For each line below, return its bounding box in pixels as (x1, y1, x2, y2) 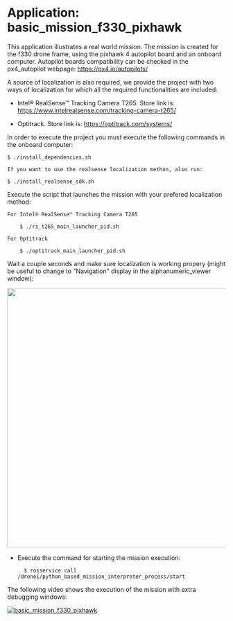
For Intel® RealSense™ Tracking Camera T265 (7, 211, 138, 218)
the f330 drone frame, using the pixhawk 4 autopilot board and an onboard (7, 50, 222, 58)
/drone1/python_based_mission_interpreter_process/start (17, 573, 186, 580)
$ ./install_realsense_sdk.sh (7, 178, 95, 185)
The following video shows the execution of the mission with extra (7, 585, 196, 593)
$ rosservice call (24, 567, 77, 574)
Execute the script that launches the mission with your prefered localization (7, 190, 223, 198)
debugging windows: (7, 593, 67, 601)
